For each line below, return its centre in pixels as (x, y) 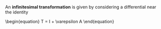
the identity (17, 12)
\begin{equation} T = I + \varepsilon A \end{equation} (60, 22)
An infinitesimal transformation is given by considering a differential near (81, 7)
